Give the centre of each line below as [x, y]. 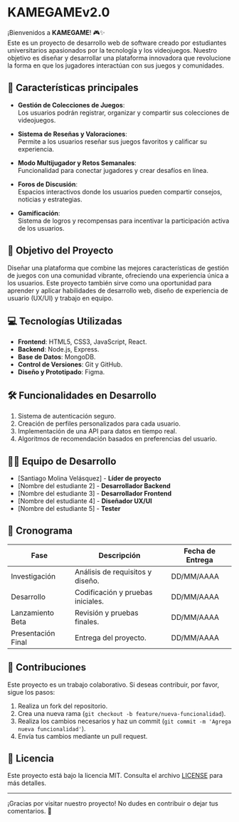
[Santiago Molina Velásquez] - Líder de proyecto [89, 478]
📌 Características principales [73, 88]
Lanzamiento [33, 613]
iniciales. [89, 601]
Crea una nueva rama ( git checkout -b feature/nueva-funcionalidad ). [122, 713]
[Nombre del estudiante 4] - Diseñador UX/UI [85, 501]
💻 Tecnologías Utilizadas [65, 321]
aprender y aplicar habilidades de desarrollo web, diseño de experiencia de [118, 290]
